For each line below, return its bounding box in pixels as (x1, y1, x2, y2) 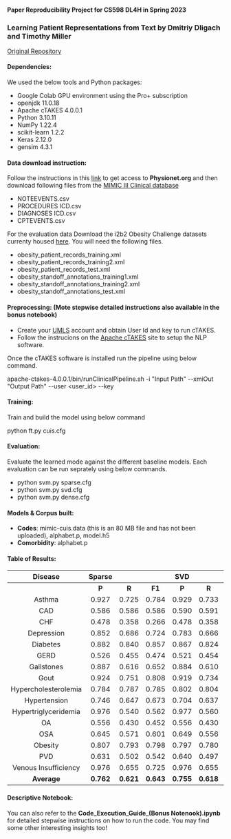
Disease (32, 572, 60, 582)
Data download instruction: (7, 159, 87, 167)
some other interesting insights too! (7, 823, 108, 831)
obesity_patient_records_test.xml (16, 266, 111, 274)
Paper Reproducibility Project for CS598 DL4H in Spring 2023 (7, 6, 187, 14)
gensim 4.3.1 (16, 143, 53, 151)
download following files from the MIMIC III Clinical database (7, 181, 179, 190)
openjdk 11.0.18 (16, 99, 60, 107)
